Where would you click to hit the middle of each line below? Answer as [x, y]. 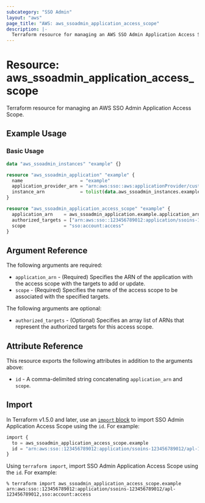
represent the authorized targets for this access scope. [84, 327]
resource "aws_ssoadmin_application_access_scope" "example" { [88, 209]
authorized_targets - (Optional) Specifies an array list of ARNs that [99, 320]
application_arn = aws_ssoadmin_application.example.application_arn [106, 214]
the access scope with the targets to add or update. [80, 284]
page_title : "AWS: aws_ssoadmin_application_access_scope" [83, 23]
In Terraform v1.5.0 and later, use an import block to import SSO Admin [95, 419]
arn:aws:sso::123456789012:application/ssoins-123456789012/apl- [91, 489]
